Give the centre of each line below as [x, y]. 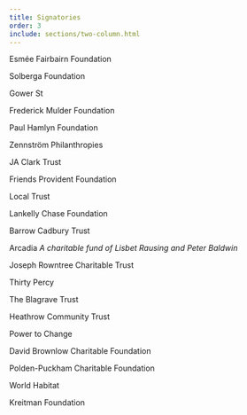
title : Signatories [45, 17]
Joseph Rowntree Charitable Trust [72, 265]
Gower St [26, 93]
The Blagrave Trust [44, 300]
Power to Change [41, 334]
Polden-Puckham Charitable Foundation [82, 368]
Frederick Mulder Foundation [62, 111]
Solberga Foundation [47, 76]
